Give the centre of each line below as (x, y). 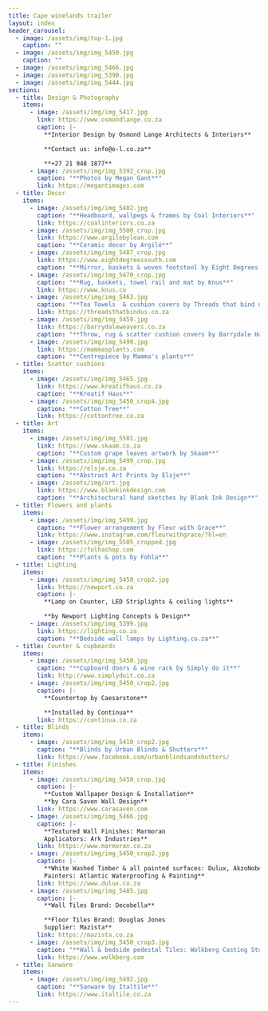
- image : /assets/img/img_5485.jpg (89, 891)
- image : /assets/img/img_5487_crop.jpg (97, 253)
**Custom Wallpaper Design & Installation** (119, 794)
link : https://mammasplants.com (91, 349)
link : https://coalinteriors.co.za (96, 223)
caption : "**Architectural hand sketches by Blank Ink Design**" (148, 498)
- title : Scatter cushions (60, 364)
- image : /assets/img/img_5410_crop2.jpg (99, 742)
